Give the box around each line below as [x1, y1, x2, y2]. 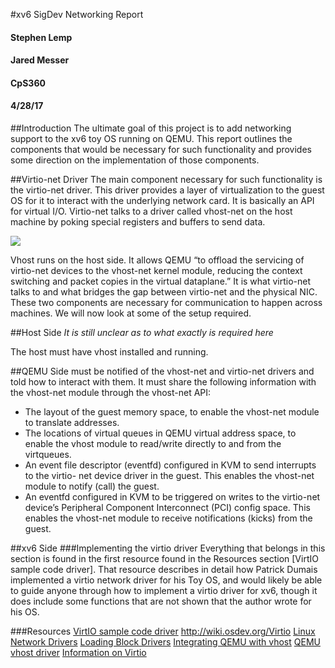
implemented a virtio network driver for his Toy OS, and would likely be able [10, 574, 323, 586]
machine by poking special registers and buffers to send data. [10, 215, 266, 228]
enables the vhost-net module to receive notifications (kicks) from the [24, 512, 313, 524]
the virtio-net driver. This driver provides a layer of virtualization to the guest [10, 184, 325, 196]
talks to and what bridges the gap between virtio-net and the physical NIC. [10, 285, 318, 298]
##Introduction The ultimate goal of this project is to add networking [10, 122, 292, 134]
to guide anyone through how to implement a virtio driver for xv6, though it [10, 584, 318, 596]
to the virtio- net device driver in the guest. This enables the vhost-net [24, 469, 315, 481]
